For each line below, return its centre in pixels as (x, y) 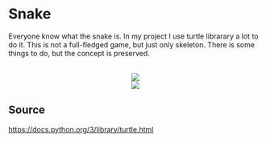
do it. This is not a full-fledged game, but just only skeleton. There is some (132, 44)
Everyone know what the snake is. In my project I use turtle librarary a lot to (133, 36)
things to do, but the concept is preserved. (79, 53)
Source (27, 110)
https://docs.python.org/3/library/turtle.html (81, 129)
